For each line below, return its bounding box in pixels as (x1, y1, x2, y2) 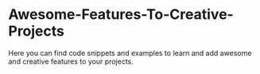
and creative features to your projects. (8, 57, 134, 66)
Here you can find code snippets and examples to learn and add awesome (8, 48, 252, 57)
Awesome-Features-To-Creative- (8, 6, 235, 24)
